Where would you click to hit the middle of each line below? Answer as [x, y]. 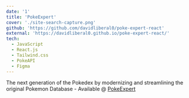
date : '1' [18, 11]
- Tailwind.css [30, 55]
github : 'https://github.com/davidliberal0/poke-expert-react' [85, 28]
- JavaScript [27, 45]
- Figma [21, 66]
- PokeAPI [23, 60]
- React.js [25, 50]
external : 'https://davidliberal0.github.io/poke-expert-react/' [88, 33]
